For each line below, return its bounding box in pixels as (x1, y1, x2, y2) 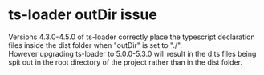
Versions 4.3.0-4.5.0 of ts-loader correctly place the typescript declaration (8, 32, 255, 41)
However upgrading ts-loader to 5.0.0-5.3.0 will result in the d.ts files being (8, 49, 257, 58)
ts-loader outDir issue (8, 6, 158, 24)
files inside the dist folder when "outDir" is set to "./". (8, 40, 183, 49)
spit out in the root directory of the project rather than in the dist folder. (8, 57, 243, 67)
